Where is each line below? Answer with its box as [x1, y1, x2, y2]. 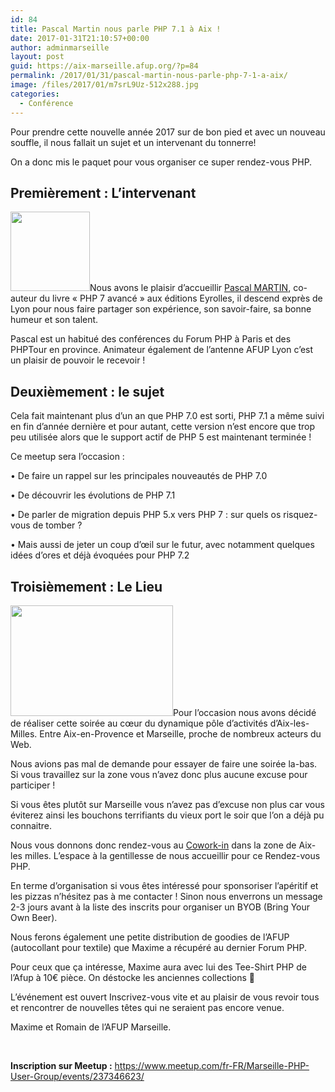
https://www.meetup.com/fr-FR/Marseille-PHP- [114, 1059, 310, 1071]
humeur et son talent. [10, 314, 99, 326]
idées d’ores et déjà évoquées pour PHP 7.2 [10, 549, 190, 561]
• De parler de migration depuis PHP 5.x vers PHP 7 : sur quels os [10, 509, 282, 521]
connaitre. [10, 819, 53, 831]
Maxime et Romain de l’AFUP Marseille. [10, 1021, 172, 1033]
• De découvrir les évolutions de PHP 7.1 [10, 489, 176, 501]
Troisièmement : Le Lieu [10, 578, 163, 595]
